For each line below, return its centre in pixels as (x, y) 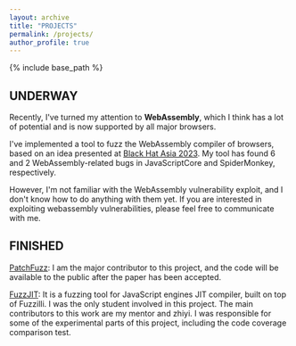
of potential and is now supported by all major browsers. (113, 127)
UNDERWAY (44, 96)
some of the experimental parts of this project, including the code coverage (148, 323)
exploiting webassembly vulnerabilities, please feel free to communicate (142, 209)
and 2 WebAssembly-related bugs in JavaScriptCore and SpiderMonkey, (142, 163)
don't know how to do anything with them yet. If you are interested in (136, 199)
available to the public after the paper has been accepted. (115, 276)
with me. (25, 218)
